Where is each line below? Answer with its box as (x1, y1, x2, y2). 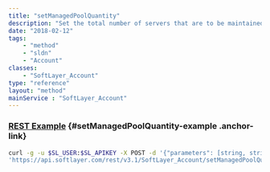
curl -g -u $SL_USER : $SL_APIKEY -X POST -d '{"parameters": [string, (8, 149, 247, 157)
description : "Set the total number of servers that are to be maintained (8, 19, 264, 27)
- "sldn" (22, 49, 52, 57)
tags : (8, 34, 27, 43)
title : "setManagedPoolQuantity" (8, 11, 121, 20)
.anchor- (219, 121, 254, 132)
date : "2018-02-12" (8, 27, 74, 35)
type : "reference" (8, 79, 70, 87)
